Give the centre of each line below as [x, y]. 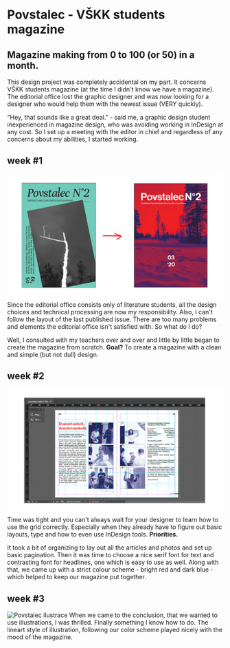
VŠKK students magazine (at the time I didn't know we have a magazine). [111, 89]
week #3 [26, 598]
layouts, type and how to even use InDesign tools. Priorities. [93, 534]
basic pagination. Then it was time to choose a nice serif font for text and [111, 555]
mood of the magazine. [40, 637]
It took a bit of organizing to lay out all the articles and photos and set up [110, 548]
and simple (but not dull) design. [53, 354]
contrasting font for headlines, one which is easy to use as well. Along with [113, 562]
